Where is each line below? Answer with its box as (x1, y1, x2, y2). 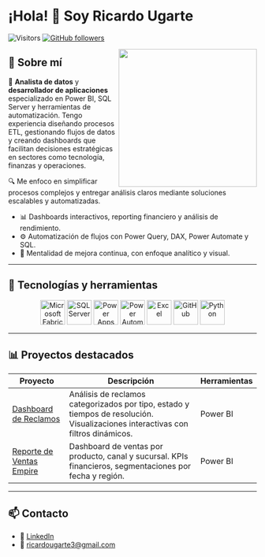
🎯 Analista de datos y (8, 76, 80, 86)
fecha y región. (69, 470, 125, 481)
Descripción (107, 376, 155, 387)
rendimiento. (19, 223, 62, 232)
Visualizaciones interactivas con (69, 418, 188, 429)
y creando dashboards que (8, 136, 96, 145)
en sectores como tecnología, (8, 152, 105, 162)
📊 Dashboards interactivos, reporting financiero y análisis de (19, 212, 218, 221)
